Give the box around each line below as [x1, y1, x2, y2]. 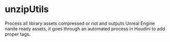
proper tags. [5, 31, 31, 37]
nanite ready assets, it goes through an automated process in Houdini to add [5, 25, 165, 31]
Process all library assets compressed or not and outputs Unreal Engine [5, 20, 155, 26]
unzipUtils [5, 4, 49, 15]
